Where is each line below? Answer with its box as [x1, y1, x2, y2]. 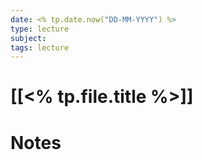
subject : [10, 33, 47, 43]
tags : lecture [10, 42, 70, 53]
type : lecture [10, 24, 70, 34]
